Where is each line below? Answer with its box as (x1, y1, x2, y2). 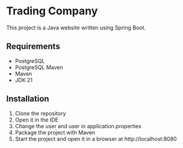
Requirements (6, 41, 60, 52)
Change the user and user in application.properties (14, 122, 141, 129)
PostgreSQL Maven (14, 64, 63, 71)
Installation (6, 94, 49, 104)
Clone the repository (14, 110, 66, 117)
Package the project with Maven (14, 129, 95, 136)
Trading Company (6, 4, 98, 18)
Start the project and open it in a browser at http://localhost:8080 (14, 135, 177, 142)
